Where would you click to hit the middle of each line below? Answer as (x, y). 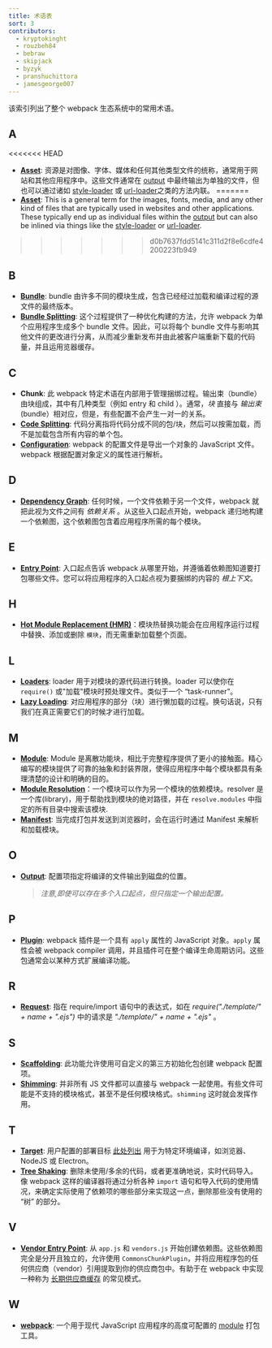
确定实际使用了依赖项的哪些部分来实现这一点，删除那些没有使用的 (152, 1191)
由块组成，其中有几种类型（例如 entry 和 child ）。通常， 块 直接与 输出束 (141, 404)
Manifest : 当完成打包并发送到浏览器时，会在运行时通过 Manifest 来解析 (139, 819)
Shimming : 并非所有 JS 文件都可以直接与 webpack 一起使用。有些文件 (138, 1084)
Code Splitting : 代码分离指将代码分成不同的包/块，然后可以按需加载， (137, 424)
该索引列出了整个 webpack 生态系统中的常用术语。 (93, 108)
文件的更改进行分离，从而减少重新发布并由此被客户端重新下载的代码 (141, 337)
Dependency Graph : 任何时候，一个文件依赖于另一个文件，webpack (135, 501)
